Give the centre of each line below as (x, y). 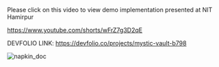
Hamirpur (21, 17)
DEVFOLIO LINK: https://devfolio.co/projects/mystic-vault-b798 (97, 43)
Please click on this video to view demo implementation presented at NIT (110, 10)
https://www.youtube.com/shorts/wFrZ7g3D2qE (75, 30)
